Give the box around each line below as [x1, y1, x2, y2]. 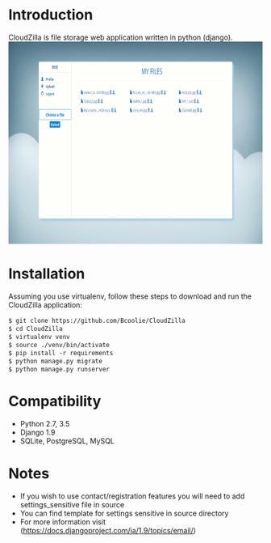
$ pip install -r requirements [8, 349, 114, 357]
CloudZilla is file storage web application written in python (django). [8, 32, 233, 42]
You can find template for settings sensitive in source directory [19, 508, 229, 518]
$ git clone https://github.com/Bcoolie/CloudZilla [8, 316, 186, 325]
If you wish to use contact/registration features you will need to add [19, 491, 245, 501]
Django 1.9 [19, 427, 56, 437]
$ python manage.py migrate [8, 357, 103, 365]
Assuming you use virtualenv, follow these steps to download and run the [8, 291, 252, 301]
